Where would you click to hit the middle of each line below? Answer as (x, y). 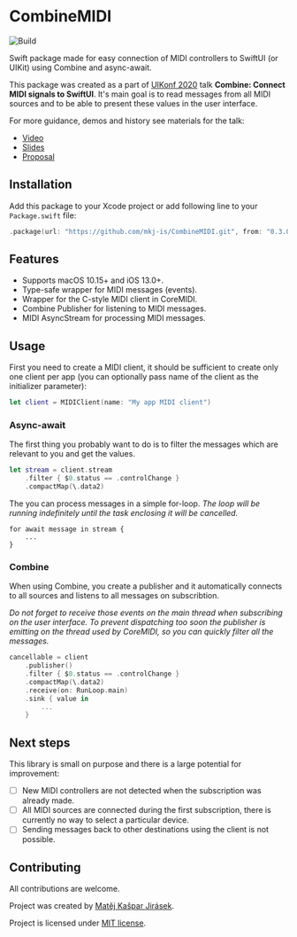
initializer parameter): (48, 387)
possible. (38, 839)
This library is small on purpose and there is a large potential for (125, 764)
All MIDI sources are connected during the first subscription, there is (146, 810)
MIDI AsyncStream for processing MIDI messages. (114, 318)
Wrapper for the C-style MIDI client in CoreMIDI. (110, 300)
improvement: (34, 774)
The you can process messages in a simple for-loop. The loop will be (135, 504)
